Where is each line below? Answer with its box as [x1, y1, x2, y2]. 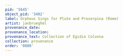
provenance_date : [5, 25, 41, 30]
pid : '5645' [5, 7, 29, 12]
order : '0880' [5, 43, 34, 48]
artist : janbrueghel [5, 20, 47, 26]
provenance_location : [5, 30, 49, 35]
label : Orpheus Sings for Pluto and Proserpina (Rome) [5, 16, 119, 21]
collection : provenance [5, 39, 54, 44]
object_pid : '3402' [5, 12, 45, 17]
